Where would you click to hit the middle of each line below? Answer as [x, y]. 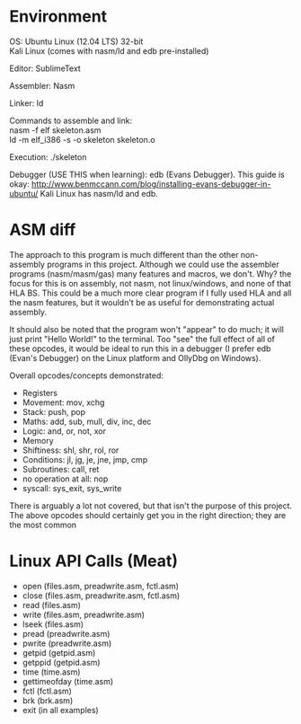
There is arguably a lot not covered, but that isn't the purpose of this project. [151, 506]
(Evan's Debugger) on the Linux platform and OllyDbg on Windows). [135, 358]
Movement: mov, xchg [63, 402]
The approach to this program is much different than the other [124, 254]
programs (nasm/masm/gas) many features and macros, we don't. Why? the [150, 274]
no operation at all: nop [65, 479]
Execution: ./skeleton [48, 157]
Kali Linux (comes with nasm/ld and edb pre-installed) [109, 50]
